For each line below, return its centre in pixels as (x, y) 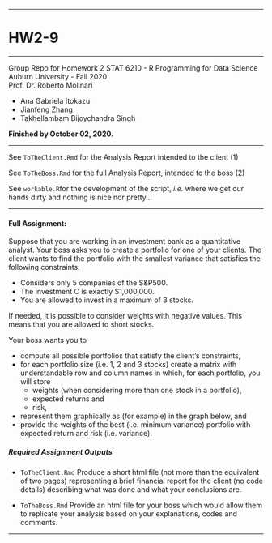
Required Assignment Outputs (61, 451)
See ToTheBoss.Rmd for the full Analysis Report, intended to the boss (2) (127, 173)
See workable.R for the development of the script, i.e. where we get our (126, 188)
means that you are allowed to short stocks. (81, 324)
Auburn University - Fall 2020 (58, 76)
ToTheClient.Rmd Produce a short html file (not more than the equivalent (140, 472)
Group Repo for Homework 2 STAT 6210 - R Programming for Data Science (133, 68)
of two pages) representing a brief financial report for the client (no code (142, 481)
